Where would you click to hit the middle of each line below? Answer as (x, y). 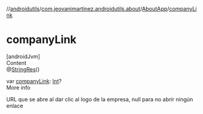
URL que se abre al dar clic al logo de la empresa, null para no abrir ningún (100, 99)
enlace (15, 106)
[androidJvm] (23, 56)
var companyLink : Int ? (34, 81)
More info (19, 87)
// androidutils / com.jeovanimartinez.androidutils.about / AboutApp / (88, 9)
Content (16, 62)
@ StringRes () (23, 69)
